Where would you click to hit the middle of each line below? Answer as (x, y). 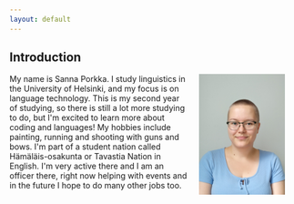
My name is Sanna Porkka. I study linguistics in (97, 79)
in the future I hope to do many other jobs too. (96, 186)
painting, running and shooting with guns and (94, 138)
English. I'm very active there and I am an (87, 166)
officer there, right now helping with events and (98, 176)
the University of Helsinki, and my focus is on (94, 89)
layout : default (40, 19)
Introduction (46, 58)
